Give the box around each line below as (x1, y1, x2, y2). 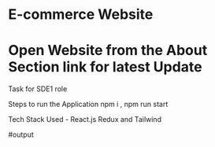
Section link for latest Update (8, 58, 202, 76)
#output (8, 130, 34, 139)
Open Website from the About (8, 42, 208, 60)
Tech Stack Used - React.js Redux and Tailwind (8, 115, 161, 124)
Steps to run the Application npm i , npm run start (8, 100, 169, 109)
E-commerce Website (8, 6, 154, 24)
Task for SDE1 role (8, 84, 68, 94)
